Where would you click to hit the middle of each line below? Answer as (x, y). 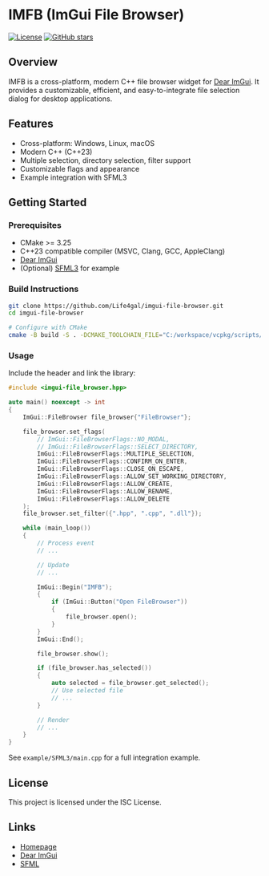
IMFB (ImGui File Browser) (96, 15)
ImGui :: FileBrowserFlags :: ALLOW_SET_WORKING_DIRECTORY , (132, 477)
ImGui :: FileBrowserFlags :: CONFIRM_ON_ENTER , (112, 462)
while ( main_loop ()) (57, 528)
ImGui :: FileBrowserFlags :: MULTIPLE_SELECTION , (116, 454)
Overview (33, 62)
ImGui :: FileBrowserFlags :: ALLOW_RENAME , (105, 491)
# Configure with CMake (48, 328)
